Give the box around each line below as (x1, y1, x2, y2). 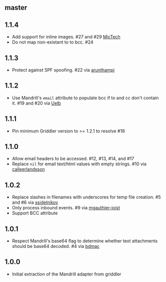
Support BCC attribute (11, 210, 58, 216)
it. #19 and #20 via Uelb (11, 100, 61, 106)
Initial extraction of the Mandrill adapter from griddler (11, 271, 121, 277)
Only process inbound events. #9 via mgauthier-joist (11, 205, 120, 211)
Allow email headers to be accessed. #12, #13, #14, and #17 (11, 156, 134, 162)
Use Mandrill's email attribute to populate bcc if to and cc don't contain (11, 95, 159, 101)
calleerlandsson (11, 166, 45, 172)
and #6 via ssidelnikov (11, 199, 58, 205)
